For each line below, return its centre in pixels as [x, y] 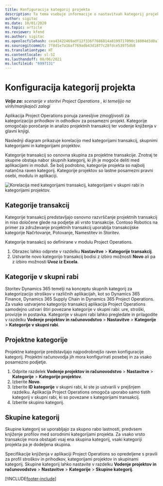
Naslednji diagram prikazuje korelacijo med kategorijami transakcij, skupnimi [81, 141]
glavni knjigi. [17, 131]
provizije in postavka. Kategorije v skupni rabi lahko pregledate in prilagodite [81, 314]
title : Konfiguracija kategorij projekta [48, 9]
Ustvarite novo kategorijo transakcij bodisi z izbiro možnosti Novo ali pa [84, 256]
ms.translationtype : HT [29, 50]
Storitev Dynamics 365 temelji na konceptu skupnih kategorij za [69, 289]
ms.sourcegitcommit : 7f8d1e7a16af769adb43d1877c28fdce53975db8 [70, 46]
